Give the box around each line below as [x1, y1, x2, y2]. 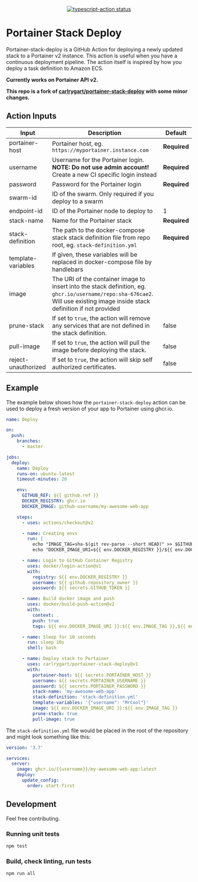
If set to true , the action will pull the [52, 338, 150, 346]
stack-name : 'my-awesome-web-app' [32, 688, 117, 695]
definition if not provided [52, 304, 120, 313]
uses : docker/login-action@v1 [27, 563, 101, 569]
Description [88, 128, 122, 137]
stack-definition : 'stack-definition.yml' [32, 694, 138, 700]
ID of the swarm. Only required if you [52, 189, 154, 198]
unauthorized [9, 363, 46, 371]
